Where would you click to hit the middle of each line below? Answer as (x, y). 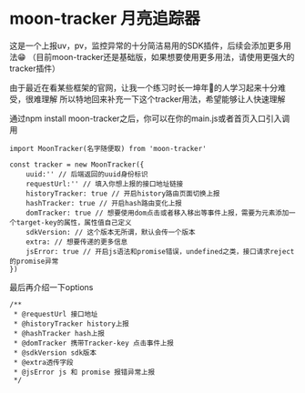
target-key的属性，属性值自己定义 (74, 222)
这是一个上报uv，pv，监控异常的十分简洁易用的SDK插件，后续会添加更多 (147, 45)
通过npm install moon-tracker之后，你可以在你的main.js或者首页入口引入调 (150, 118)
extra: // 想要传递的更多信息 (77, 242)
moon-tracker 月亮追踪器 (105, 19)
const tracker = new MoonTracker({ (77, 165)
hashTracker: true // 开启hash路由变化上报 (104, 203)
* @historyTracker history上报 (71, 324)
